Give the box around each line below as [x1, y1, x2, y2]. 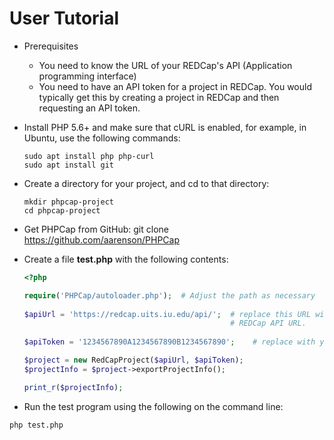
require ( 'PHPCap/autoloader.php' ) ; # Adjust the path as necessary [23, 290, 316, 301]
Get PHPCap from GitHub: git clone [23, 223, 169, 235]
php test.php [9, 420, 64, 430]
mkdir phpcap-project [23, 197, 114, 207]
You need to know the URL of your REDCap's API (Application [38, 59, 293, 71]
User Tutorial [9, 7, 120, 30]
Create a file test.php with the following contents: [23, 253, 229, 265]
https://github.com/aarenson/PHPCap [23, 233, 180, 246]
